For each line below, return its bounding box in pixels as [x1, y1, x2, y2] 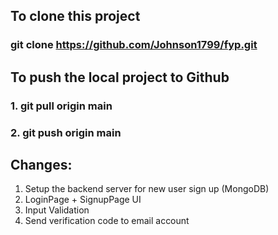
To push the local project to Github [10, 69, 230, 86]
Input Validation [24, 204, 90, 216]
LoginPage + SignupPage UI [24, 194, 142, 206]
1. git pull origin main [10, 99, 113, 113]
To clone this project [10, 8, 141, 25]
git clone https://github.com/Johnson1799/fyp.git [10, 38, 258, 52]
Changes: [10, 156, 73, 173]
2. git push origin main [10, 125, 122, 139]
